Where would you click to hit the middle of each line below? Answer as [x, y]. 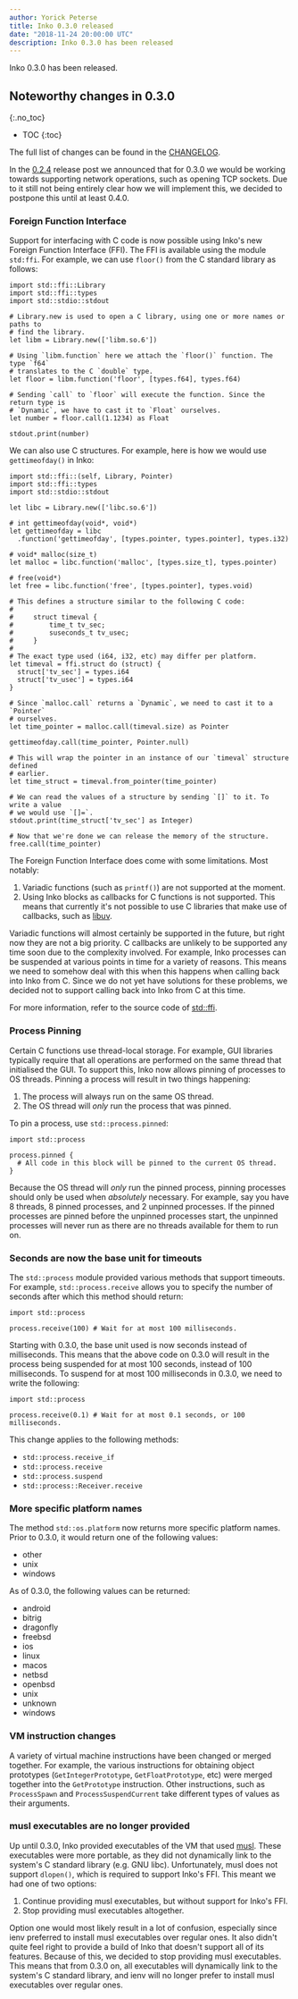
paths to [25, 325]
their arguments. [39, 1803]
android [36, 1608]
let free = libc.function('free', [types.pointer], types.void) [131, 586]
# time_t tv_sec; [57, 625]
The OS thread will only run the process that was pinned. [127, 1106]
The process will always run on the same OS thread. [118, 1096]
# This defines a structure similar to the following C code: [127, 602]
